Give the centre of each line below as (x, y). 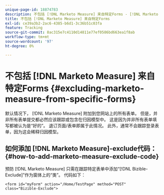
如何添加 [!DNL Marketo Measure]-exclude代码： (81, 148)
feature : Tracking (24, 28)
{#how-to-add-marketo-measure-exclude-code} (82, 157)
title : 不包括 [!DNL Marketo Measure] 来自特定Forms (57, 19)
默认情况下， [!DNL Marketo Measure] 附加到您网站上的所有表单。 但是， (79, 113)
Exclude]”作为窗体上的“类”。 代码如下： (45, 175)
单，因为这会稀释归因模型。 (33, 132)
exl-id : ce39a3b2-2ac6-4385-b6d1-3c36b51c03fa (54, 23)
